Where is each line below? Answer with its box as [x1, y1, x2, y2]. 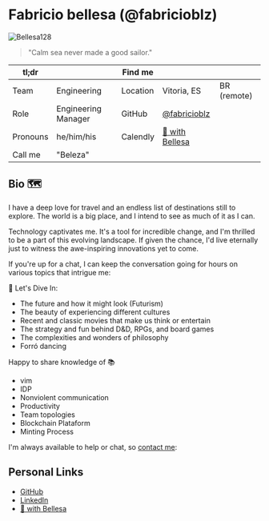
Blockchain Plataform [19, 418, 90, 427]
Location [121, 85, 155, 96]
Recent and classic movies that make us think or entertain [19, 315, 211, 325]
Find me [122, 66, 154, 78]
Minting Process [19, 427, 74, 436]
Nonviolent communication [19, 392, 110, 402]
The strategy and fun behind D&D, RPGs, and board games [19, 324, 215, 334]
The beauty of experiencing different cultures [19, 307, 171, 317]
